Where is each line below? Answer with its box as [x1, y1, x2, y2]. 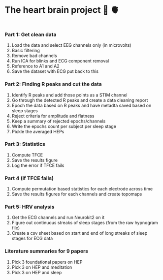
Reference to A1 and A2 [11, 63, 60, 69]
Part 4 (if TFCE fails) [4, 175, 54, 182]
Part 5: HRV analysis [4, 203, 55, 210]
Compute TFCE [11, 152, 43, 158]
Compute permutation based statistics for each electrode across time [11, 186, 153, 192]
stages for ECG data [11, 235, 53, 242]
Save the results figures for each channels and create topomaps [11, 191, 142, 197]
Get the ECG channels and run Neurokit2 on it [11, 215, 104, 220]
